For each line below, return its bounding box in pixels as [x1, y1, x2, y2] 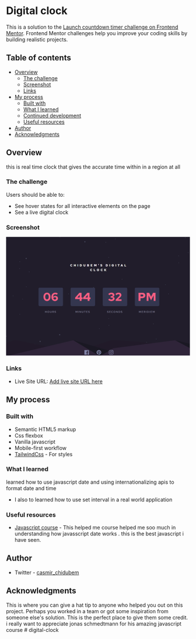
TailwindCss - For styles [14, 450, 73, 457]
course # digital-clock [6, 626, 59, 633]
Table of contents [6, 53, 71, 63]
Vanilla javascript [14, 438, 55, 445]
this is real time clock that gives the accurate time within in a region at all [6, 163, 181, 170]
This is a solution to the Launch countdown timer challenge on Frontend [6, 23, 178, 30]
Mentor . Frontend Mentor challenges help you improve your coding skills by [6, 29, 188, 36]
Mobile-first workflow [14, 444, 67, 452]
